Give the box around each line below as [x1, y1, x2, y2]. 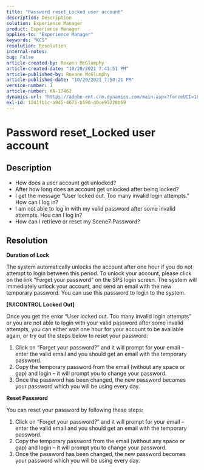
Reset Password [6, 395, 49, 402]
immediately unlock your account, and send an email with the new [6, 282, 172, 290]
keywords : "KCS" [6, 37, 47, 43]
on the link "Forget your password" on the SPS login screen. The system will [6, 276, 197, 284]
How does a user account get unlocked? [15, 179, 117, 186]
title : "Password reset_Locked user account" [6, 9, 123, 15]
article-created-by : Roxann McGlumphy [6, 60, 104, 66]
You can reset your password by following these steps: [6, 406, 144, 414]
